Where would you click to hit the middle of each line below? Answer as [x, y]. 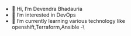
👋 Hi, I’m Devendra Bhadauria [47, 9]
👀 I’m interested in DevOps [44, 15]
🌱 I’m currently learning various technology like [68, 21]
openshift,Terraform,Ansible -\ [48, 27]
